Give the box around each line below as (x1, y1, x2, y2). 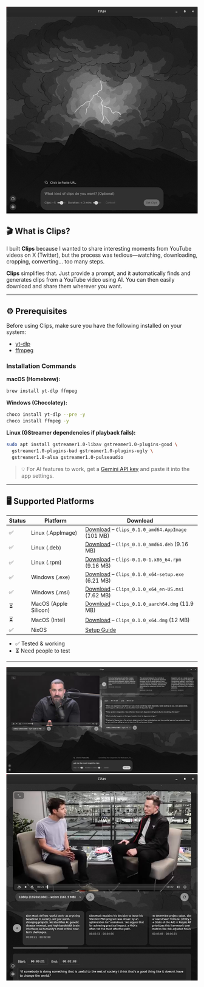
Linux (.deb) (31, 544, 62, 551)
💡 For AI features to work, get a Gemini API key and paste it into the (21, 465, 190, 472)
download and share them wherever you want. (6, 283, 123, 290)
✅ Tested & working (15, 640, 66, 647)
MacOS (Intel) (31, 617, 66, 624)
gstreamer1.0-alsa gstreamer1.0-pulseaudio (12, 454, 123, 460)
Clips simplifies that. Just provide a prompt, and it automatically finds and (6, 270, 191, 277)
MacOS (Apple (31, 600, 68, 608)
